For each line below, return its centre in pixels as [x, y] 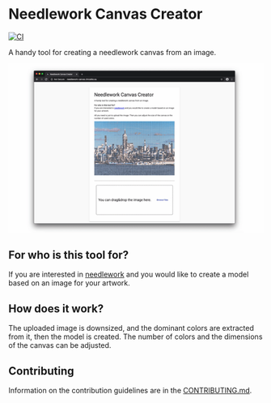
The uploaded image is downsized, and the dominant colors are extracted [131, 328]
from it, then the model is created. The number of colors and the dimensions [135, 337]
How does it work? [56, 309]
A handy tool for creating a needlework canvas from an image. [112, 52]
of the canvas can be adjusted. [60, 345]
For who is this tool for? [69, 255]
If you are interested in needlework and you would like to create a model [129, 274]
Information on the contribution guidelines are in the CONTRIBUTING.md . [130, 390]
